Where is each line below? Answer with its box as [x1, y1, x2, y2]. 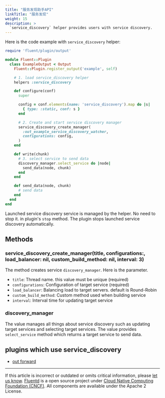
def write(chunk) [14, 152, 50, 157]
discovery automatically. [5, 221, 55, 227]
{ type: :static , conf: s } [23, 106, 80, 111]
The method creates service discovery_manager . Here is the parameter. [5, 267, 148, 273]
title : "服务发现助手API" [5, 7, 54, 12]
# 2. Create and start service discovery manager [18, 120, 122, 125]
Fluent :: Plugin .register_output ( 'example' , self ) [14, 66, 118, 71]
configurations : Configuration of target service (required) [12, 282, 130, 288]
